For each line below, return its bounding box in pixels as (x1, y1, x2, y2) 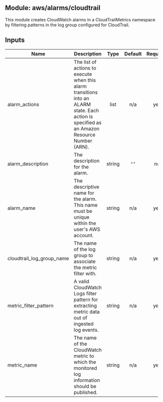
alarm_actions (7, 101, 40, 108)
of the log (73, 246, 96, 253)
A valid (73, 278, 90, 285)
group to (73, 252, 93, 258)
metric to (73, 353, 95, 359)
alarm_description (7, 160, 49, 167)
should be (73, 383, 97, 389)
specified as (73, 119, 102, 126)
